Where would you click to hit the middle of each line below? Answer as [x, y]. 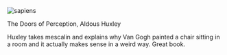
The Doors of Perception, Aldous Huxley [64, 24]
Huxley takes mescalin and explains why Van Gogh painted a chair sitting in [114, 37]
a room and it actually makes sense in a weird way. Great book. [96, 44]
